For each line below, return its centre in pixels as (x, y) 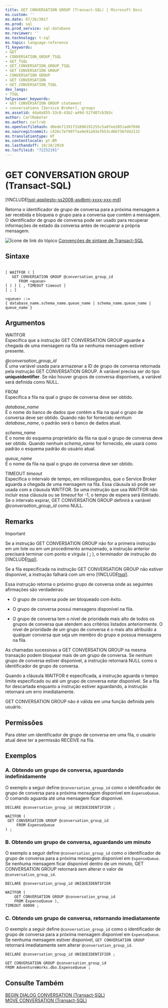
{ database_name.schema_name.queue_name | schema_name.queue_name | (78, 303)
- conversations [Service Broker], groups (50, 108)
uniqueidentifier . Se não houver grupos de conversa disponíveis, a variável (83, 377)
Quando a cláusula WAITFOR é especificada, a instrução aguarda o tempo (82, 676)
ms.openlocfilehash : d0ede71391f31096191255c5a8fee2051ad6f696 (73, 127)
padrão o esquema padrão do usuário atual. (51, 449)
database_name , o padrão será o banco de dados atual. (63, 423)
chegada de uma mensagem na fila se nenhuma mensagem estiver (74, 346)
